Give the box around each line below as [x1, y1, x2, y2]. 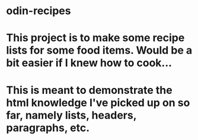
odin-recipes [6, 4, 71, 18]
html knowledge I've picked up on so [6, 96, 190, 109]
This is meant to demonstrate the [6, 83, 173, 97]
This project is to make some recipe [6, 31, 185, 45]
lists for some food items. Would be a [6, 44, 193, 57]
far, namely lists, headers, [6, 108, 137, 122]
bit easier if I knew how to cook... [6, 56, 173, 70]
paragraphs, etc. [6, 121, 90, 134]
